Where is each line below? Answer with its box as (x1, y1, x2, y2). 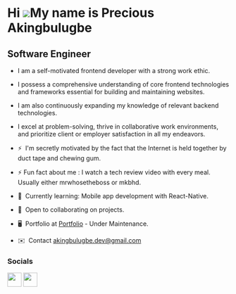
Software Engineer (7, 48, 92, 60)
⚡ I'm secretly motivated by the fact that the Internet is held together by (17, 144, 227, 152)
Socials (7, 256, 33, 266)
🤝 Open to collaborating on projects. (17, 205, 125, 214)
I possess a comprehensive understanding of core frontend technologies (17, 80, 230, 89)
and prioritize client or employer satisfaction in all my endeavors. (17, 130, 206, 138)
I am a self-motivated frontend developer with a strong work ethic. (17, 67, 210, 75)
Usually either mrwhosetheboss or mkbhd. (17, 178, 142, 186)
